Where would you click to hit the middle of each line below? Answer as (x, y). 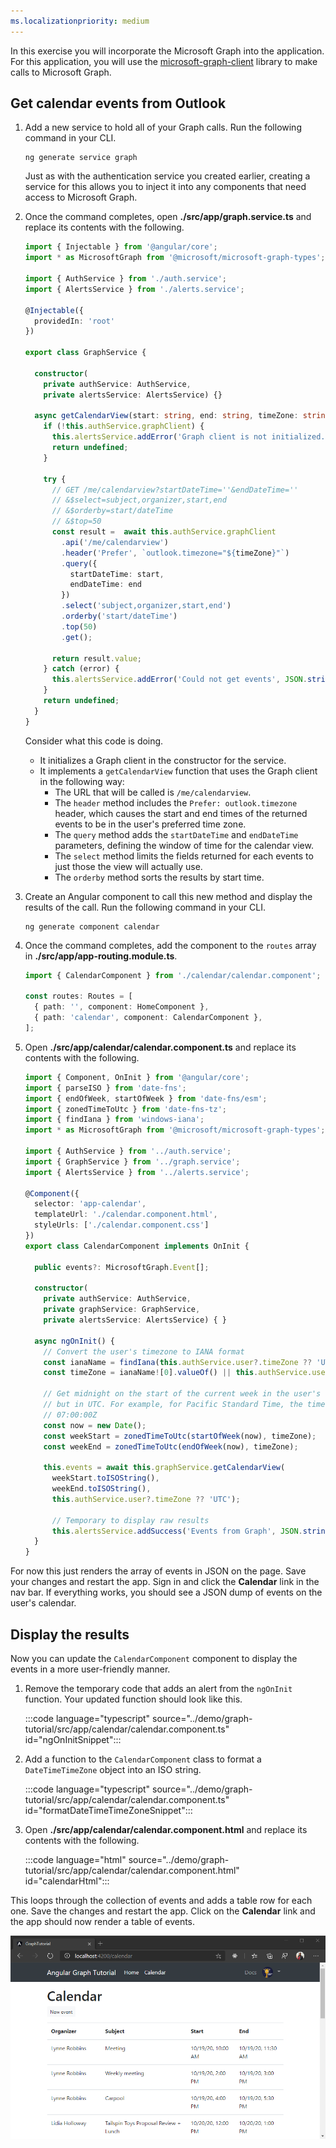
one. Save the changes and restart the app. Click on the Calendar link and (163, 1911)
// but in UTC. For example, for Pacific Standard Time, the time (184, 1405)
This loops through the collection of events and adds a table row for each (161, 1900)
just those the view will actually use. (128, 866)
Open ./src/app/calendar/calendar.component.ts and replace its (160, 1047)
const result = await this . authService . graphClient (164, 532)
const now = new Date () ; (95, 1425)
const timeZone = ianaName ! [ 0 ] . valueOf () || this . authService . (178, 1373)
